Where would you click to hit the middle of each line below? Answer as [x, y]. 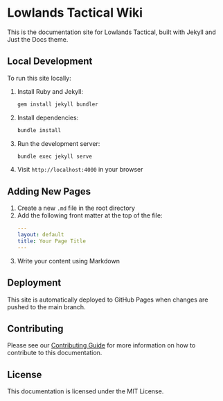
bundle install [39, 130]
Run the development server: [59, 143]
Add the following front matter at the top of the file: [90, 215]
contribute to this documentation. [55, 353]
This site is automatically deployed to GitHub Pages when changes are [108, 300]
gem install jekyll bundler [57, 104]
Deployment [34, 283]
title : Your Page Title [52, 241]
